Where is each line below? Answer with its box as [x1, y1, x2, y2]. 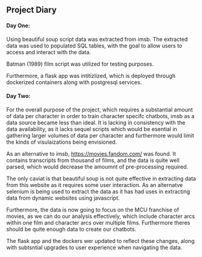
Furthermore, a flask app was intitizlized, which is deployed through [6, 72, 176, 79]
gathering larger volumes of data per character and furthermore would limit [6, 132, 194, 139]
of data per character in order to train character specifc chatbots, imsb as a [6, 112, 195, 119]
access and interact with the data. [6, 48, 91, 55]
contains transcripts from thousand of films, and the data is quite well [6, 157, 180, 164]
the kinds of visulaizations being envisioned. [6, 138, 117, 146]
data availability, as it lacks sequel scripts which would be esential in [6, 125, 178, 133]
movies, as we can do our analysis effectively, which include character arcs [6, 213, 195, 220]
